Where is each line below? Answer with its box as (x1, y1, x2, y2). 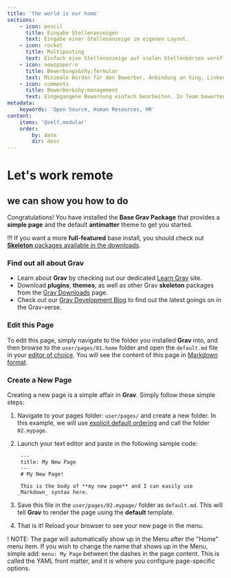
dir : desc (32, 138, 60, 145)
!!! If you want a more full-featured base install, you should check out (7, 234, 204, 242)
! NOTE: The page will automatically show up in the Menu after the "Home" (7, 535, 219, 544)
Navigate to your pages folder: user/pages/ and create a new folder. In (16, 411, 217, 420)
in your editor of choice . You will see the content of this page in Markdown (7, 350, 218, 358)
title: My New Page (20, 459, 76, 466)
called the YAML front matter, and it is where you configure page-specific (7, 557, 215, 565)
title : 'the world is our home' (7, 10, 100, 17)
